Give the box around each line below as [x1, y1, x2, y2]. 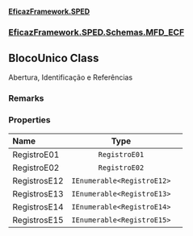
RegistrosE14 [12, 201, 64, 213]
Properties [8, 114, 51, 126]
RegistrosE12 [12, 175, 64, 186]
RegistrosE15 [12, 214, 64, 226]
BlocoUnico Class [8, 51, 99, 64]
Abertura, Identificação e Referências [8, 72, 133, 82]
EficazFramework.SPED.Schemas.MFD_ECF [8, 27, 185, 38]
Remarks [8, 93, 44, 104]
